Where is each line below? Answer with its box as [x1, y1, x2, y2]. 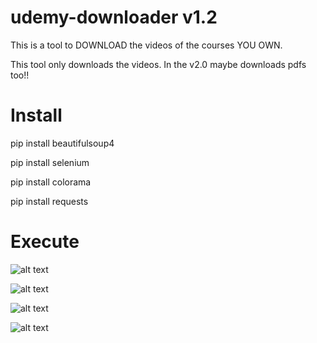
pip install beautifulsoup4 [10, 137, 115, 149]
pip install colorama [10, 176, 92, 188]
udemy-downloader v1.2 [10, 6, 218, 29]
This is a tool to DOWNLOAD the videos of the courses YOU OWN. [10, 39, 283, 51]
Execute [10, 231, 80, 253]
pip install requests [10, 195, 89, 207]
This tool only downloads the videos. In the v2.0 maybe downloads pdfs [10, 58, 307, 70]
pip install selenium [10, 156, 90, 168]
